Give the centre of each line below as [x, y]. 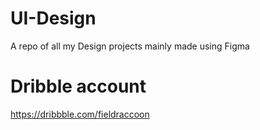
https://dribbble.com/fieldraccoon [80, 114]
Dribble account [78, 86]
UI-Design [53, 18]
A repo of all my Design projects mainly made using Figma [130, 46]
